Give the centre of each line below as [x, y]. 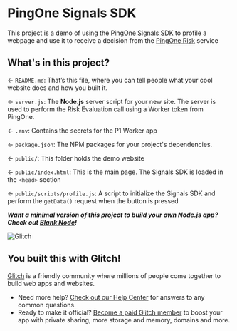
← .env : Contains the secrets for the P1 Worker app [83, 131]
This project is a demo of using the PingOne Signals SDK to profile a [107, 33]
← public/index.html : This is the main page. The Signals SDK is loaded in [115, 172]
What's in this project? [59, 63]
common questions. [47, 305]
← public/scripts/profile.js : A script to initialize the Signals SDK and [111, 193]
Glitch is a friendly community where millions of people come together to [114, 275]
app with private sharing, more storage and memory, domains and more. [124, 320]
